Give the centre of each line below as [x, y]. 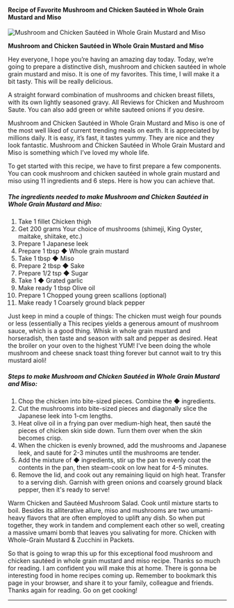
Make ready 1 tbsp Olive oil [57, 288]
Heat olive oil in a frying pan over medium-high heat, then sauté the [115, 423]
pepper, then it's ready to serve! [64, 490]
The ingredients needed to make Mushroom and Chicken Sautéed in [108, 196]
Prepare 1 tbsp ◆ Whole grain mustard [73, 251]
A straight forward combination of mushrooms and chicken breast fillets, [111, 95]
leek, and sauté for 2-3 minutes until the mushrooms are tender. [109, 453]
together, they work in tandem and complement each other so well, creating [116, 525]
